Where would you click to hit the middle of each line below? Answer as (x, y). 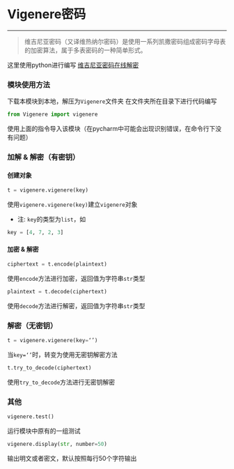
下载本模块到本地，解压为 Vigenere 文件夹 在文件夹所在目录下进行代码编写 (112, 101)
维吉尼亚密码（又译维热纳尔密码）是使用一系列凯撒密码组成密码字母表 (125, 41)
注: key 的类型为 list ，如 (51, 220)
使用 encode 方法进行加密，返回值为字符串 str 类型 (76, 279)
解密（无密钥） (32, 325)
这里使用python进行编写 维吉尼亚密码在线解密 (73, 65)
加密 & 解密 (23, 249)
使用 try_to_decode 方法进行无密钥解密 (61, 382)
